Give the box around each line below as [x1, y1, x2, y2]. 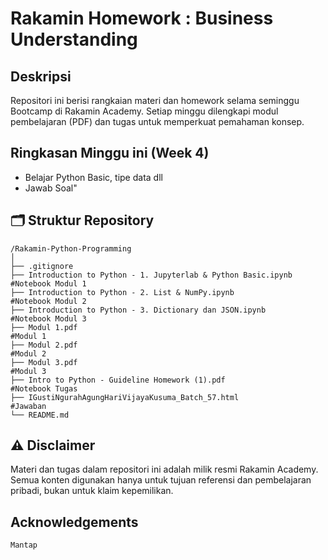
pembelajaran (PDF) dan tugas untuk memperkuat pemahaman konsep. [10, 116, 305, 127]
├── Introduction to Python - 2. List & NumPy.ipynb [10, 287, 235, 297]
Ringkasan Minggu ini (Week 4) [10, 145, 210, 162]
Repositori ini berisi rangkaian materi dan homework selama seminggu [10, 95, 300, 106]
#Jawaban [10, 401, 47, 411]
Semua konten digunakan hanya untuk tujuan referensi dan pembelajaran [10, 474, 312, 486]
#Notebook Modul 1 [10, 278, 87, 289]
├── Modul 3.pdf [10, 357, 78, 367]
